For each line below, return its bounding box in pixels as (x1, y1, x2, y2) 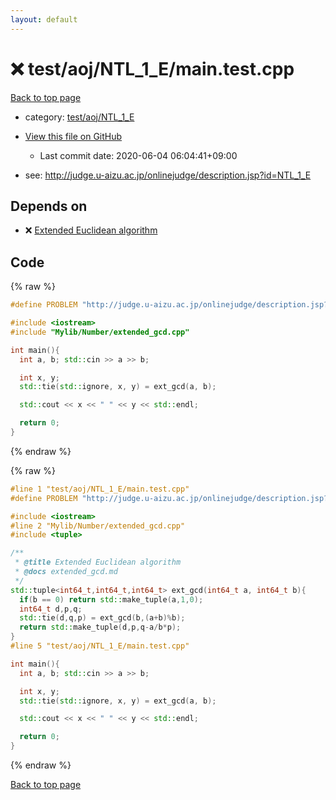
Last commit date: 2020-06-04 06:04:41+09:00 (39, 149, 238, 161)
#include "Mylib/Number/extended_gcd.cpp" (10, 327, 190, 337)
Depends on (10, 197, 88, 215)
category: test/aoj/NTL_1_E (24, 111, 135, 123)
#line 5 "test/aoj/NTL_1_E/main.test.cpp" (10, 641, 190, 651)
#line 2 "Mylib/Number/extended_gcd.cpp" (10, 521, 186, 531)
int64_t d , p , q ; (19, 604, 83, 614)
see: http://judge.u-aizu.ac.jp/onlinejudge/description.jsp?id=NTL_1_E (24, 169, 312, 181)
